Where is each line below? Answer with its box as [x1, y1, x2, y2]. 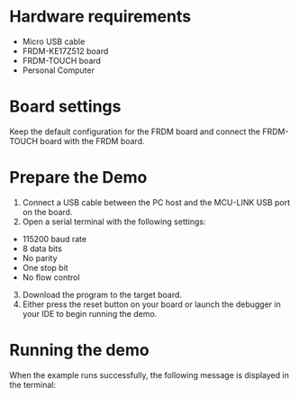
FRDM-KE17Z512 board [22, 45, 109, 56]
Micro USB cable [22, 36, 86, 47]
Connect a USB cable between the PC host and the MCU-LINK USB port [22, 196, 291, 208]
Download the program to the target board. [22, 289, 183, 300]
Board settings [9, 96, 122, 117]
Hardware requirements [9, 6, 192, 27]
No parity [22, 252, 58, 263]
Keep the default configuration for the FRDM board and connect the [9, 126, 261, 137]
